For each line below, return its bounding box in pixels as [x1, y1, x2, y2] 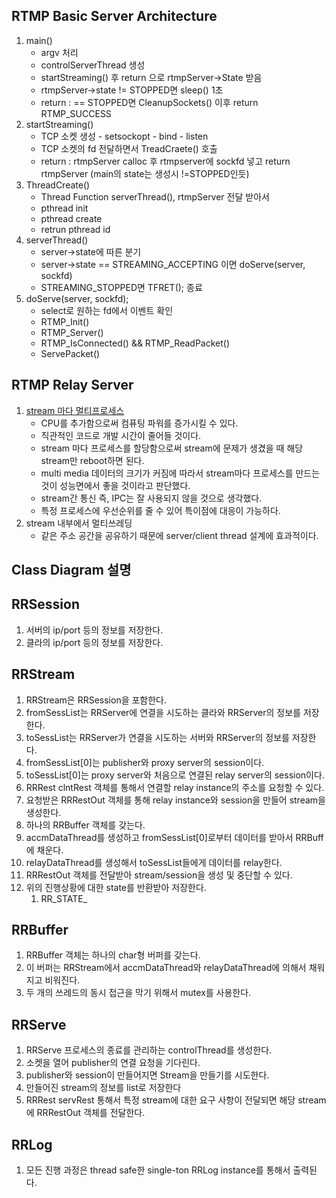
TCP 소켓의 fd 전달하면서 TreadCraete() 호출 [40, 142, 218, 154]
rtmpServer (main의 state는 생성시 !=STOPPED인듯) [40, 167, 250, 179]
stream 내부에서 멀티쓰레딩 [25, 517, 133, 529]
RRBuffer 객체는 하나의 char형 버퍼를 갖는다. [25, 949, 201, 961]
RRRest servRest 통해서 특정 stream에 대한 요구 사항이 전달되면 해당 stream [25, 1094, 327, 1106]
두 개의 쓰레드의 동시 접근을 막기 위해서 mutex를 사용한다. [25, 987, 252, 999]
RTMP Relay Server [11, 377, 134, 394]
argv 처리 [40, 46, 79, 58]
